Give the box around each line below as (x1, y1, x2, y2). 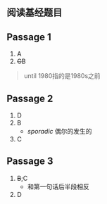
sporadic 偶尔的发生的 (27, 127, 92, 136)
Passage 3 (6, 155, 53, 167)
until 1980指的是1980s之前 (23, 72, 101, 80)
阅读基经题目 (6, 6, 63, 19)
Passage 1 (6, 31, 52, 43)
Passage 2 (6, 92, 53, 104)
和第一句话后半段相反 (27, 182, 89, 191)
